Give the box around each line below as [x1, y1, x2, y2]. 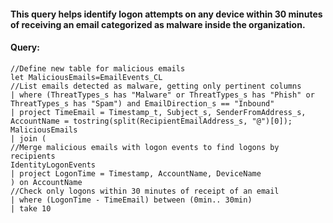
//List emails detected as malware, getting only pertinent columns [10, 81, 302, 91]
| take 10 [10, 203, 52, 214]
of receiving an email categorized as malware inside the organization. [10, 18, 306, 30]
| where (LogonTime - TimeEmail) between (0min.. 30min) [10, 195, 253, 205]
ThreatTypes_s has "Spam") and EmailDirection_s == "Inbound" [10, 98, 275, 109]
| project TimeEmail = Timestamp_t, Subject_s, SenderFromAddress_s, [10, 107, 307, 117]
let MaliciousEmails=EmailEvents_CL [10, 72, 163, 82]
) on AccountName [10, 177, 83, 187]
